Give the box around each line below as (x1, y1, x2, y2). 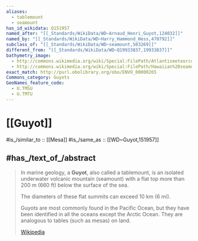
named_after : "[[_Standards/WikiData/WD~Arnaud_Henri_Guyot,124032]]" (6, 31, 183, 37)
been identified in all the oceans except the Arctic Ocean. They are (20, 210, 183, 217)
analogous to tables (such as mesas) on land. (20, 217, 131, 224)
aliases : (6, 8, 28, 15)
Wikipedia (20, 228, 45, 235)
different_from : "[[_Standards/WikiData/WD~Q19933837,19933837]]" (6, 47, 173, 53)
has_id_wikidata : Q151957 (6, 25, 70, 31)
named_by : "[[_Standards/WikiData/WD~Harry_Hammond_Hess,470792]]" (6, 36, 176, 42)
